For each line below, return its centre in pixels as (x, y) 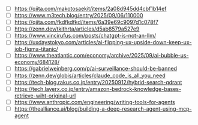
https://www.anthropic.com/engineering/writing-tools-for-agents (94, 102)
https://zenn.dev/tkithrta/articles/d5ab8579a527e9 (77, 29)
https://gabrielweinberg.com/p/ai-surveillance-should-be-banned (96, 69)
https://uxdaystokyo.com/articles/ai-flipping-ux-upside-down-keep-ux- (103, 42)
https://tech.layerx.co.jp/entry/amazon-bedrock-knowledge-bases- (97, 89)
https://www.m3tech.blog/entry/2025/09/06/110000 (79, 16)
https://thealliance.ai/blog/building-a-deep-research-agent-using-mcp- (103, 109)
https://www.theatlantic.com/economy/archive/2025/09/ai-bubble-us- (101, 56)
